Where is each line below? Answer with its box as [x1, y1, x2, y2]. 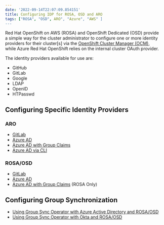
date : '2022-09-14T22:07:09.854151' [5, 7, 81, 12]
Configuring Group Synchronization [5, 196, 118, 204]
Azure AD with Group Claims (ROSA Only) [12, 181, 97, 187]
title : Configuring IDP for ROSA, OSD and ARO [5, 12, 103, 17]
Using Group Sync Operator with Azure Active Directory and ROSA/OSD [12, 209, 159, 215]
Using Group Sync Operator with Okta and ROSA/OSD [12, 214, 123, 220]
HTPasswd [12, 91, 35, 97]
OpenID [12, 86, 28, 92]
